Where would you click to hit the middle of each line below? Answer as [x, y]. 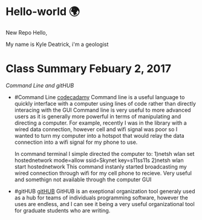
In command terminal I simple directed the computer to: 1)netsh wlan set [104, 154]
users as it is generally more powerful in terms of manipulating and [98, 116]
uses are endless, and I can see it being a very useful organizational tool [104, 204]
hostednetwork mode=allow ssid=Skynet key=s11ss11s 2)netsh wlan [99, 160]
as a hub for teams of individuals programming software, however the [101, 198]
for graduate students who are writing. [62, 210]
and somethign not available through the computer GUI [83, 180]
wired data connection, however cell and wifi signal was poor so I [96, 129]
